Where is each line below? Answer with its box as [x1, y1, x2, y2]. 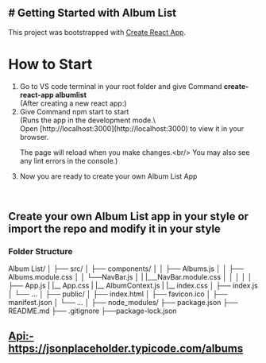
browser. [19, 132, 49, 141]
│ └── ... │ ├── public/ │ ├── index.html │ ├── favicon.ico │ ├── [8, 289, 228, 299]
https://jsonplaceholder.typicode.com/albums [8, 342, 244, 355]
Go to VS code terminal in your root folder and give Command [19, 81, 222, 91]
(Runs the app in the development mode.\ [19, 115, 156, 125]
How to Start [8, 56, 93, 73]
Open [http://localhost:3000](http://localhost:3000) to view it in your [19, 123, 245, 133]
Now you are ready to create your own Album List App [19, 171, 198, 181]
